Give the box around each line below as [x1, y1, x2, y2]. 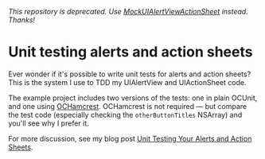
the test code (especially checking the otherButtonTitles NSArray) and [8, 110, 243, 119]
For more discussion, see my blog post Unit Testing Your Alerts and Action [8, 134, 252, 143]
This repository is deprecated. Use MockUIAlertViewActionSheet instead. [8, 7, 248, 16]
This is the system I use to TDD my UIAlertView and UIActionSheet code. [8, 77, 247, 87]
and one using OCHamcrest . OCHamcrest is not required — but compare [8, 101, 247, 111]
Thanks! [8, 15, 36, 25]
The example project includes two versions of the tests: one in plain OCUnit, [8, 93, 258, 103]
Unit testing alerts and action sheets [8, 43, 253, 61]
